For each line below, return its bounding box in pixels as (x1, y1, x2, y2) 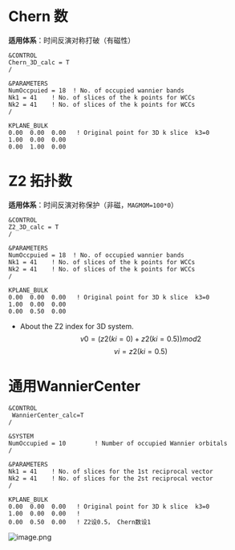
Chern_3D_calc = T (8, 58, 70, 67)
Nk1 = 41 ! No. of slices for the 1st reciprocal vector (8, 467, 214, 475)
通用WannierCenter (8, 377, 141, 396)
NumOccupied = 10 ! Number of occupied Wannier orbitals (8, 439, 228, 447)
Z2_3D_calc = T (8, 222, 59, 231)
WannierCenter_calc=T (11, 411, 84, 419)
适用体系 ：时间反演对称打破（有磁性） (8, 35, 135, 45)
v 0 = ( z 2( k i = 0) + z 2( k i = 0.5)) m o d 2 (79, 334, 202, 344)
